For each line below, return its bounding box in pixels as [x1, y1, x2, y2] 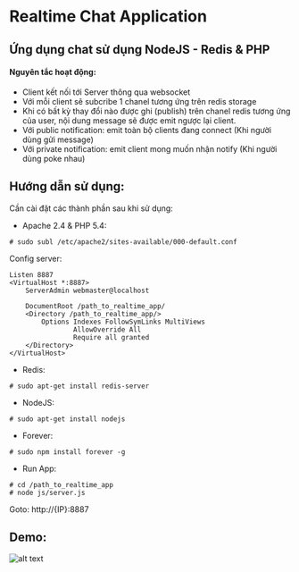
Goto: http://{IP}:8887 [9, 503, 89, 515]
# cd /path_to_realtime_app [9, 480, 114, 489]
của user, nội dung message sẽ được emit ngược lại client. [21, 114, 237, 126]
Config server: [9, 253, 62, 264]
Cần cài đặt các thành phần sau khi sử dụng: [9, 203, 174, 214]
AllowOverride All [72, 324, 142, 334]
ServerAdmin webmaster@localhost [25, 286, 150, 295]
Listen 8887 [9, 270, 54, 279]
